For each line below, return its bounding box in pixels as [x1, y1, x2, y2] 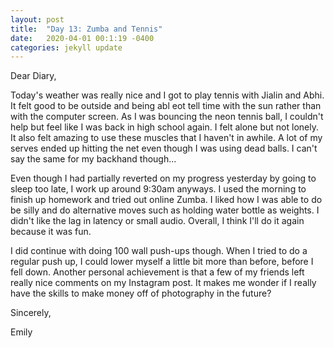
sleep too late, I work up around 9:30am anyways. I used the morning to [10, 183, 307, 195]
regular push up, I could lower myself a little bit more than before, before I [10, 256, 314, 268]
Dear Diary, [10, 70, 57, 82]
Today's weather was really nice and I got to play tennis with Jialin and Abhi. [10, 89, 325, 101]
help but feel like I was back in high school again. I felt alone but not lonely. [10, 121, 319, 133]
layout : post [10, 14, 65, 25]
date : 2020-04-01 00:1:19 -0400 [10, 33, 155, 43]
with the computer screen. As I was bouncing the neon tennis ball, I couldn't [10, 111, 324, 123]
